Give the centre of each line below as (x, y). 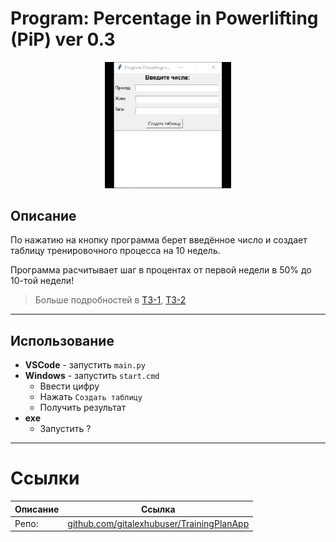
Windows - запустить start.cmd (92, 376)
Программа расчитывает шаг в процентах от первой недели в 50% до (161, 270)
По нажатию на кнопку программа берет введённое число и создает (159, 240)
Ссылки (45, 478)
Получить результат (83, 408)
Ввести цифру (69, 386)
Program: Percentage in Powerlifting (164, 18)
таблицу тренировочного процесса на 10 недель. (115, 251)
